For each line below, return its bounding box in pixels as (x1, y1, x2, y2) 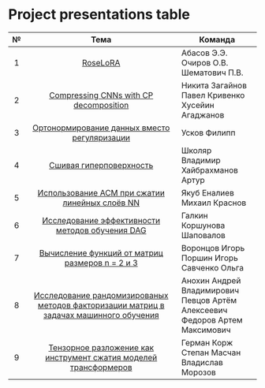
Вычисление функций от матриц (39, 247, 163, 258)
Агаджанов (181, 109, 225, 120)
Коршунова (181, 219, 226, 230)
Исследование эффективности (42, 215, 160, 226)
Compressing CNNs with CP (48, 89, 154, 100)
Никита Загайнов (181, 80, 247, 91)
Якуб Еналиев (181, 187, 234, 198)
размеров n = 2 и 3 (64, 257, 138, 268)
